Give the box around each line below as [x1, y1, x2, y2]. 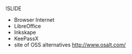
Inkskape [13, 29, 36, 36]
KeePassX [13, 35, 39, 42]
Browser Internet [13, 16, 55, 23]
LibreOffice [13, 23, 41, 29]
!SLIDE [5, 5, 22, 12]
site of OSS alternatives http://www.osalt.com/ [13, 41, 126, 48]
